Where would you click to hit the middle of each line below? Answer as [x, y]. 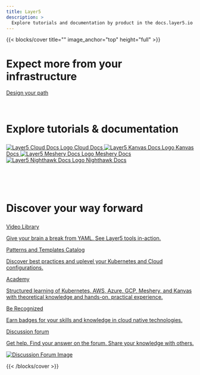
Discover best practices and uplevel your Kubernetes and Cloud [85, 261]
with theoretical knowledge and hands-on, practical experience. [85, 297]
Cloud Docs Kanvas [134, 148]
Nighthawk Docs [106, 160]
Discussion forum [28, 332]
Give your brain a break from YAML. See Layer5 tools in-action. [84, 238]
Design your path [27, 93]
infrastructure [42, 76]
